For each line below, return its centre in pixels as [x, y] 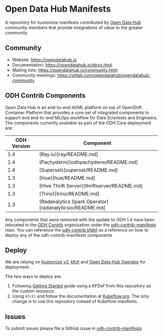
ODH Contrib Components [45, 96]
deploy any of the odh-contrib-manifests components [59, 235]
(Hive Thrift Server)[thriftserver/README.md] [91, 185]
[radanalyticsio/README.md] [72, 207]
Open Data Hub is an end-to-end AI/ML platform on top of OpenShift [73, 107]
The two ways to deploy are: [33, 277]
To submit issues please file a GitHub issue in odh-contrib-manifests [73, 328]
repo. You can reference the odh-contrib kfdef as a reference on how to [77, 230]
